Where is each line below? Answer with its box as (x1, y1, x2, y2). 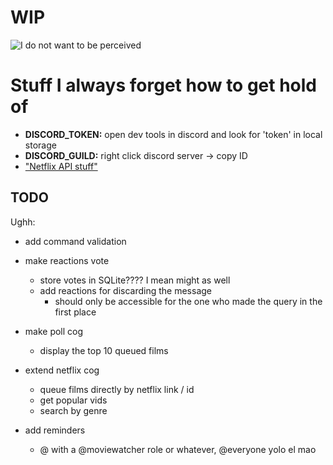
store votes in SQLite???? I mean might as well (39, 274, 231, 286)
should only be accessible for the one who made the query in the (54, 295, 323, 307)
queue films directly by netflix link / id (39, 383, 195, 395)
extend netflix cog (24, 364, 100, 376)
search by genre (39, 404, 108, 416)
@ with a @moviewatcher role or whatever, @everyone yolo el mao (39, 443, 317, 455)
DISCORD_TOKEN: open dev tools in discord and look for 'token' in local (24, 128, 323, 140)
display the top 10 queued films (39, 344, 169, 356)
